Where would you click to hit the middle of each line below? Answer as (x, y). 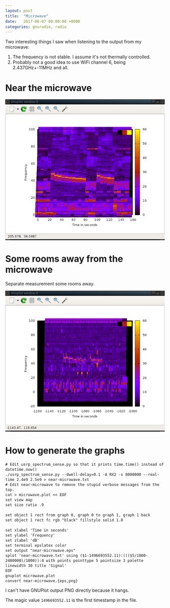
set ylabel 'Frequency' (30, 536)
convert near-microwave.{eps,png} (42, 581)
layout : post (19, 11)
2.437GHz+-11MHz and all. (40, 68)
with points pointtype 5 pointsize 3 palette (95, 561)
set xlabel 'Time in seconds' (37, 531)
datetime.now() (21, 470)
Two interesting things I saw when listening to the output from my (73, 42)
